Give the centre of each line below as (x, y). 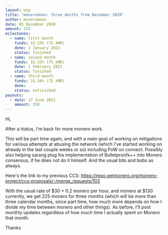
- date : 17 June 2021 (33, 100)
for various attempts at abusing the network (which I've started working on (84, 144)
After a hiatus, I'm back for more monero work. (54, 129)
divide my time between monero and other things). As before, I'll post (78, 207)
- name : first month (32, 39)
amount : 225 (18, 29)
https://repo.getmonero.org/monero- (119, 175)
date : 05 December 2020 (31, 24)
